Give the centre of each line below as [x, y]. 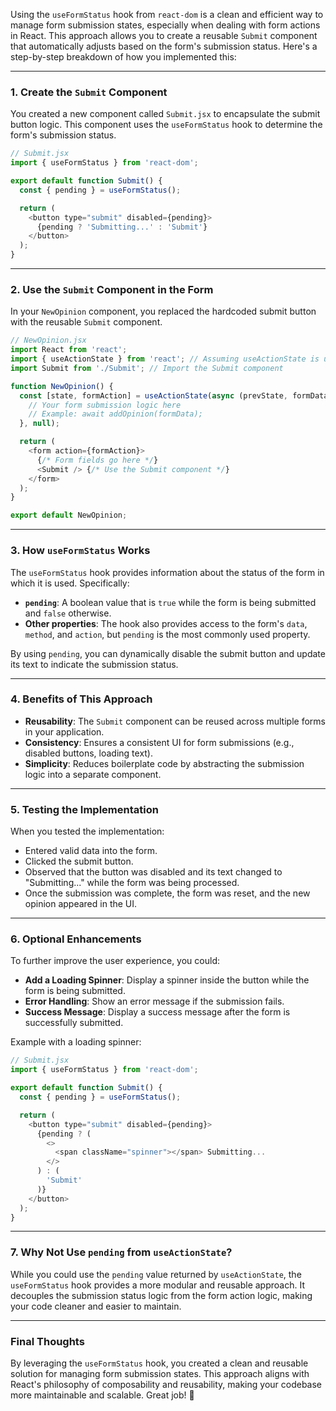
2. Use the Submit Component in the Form [112, 289]
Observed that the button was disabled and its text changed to [153, 872]
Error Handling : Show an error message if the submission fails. [154, 1001]
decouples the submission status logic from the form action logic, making [161, 1295]
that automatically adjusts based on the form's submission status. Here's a [164, 46]
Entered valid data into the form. [91, 851]
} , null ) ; [39, 424]
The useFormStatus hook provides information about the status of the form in [167, 572]
